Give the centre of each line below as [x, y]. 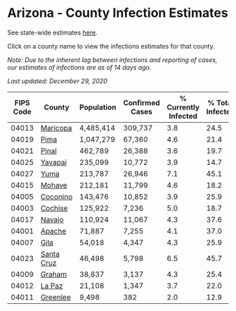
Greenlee [56, 297]
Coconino [57, 197]
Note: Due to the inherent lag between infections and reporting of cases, [112, 60]
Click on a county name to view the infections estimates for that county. [111, 46]
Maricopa [56, 128]
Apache [53, 231]
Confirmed [141, 102]
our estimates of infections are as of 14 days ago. [79, 67]
